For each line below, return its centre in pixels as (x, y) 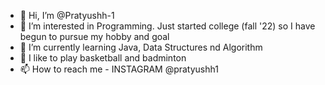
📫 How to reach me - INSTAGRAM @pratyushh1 (119, 69)
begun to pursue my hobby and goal (94, 36)
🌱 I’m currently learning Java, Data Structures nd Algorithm (141, 47)
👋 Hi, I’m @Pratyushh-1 (67, 15)
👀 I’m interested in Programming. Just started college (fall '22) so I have (167, 26)
